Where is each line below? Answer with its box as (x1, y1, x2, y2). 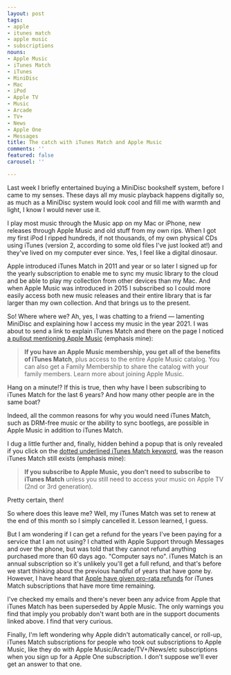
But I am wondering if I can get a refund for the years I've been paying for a (7, 529, 222, 538)
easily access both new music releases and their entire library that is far (7, 291, 212, 299)
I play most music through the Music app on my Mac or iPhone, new (7, 219, 201, 227)
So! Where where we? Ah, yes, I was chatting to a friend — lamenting (7, 312, 205, 320)
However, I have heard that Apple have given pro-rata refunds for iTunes (7, 574, 214, 582)
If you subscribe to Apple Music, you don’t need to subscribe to (24, 467, 211, 475)
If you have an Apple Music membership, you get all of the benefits (24, 347, 221, 356)
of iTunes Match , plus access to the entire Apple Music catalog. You (24, 355, 220, 363)
